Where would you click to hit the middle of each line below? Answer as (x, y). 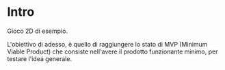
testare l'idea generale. (40, 58)
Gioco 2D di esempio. (38, 31)
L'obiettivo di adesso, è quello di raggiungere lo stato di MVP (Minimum (107, 44)
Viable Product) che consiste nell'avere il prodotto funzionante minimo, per (112, 51)
